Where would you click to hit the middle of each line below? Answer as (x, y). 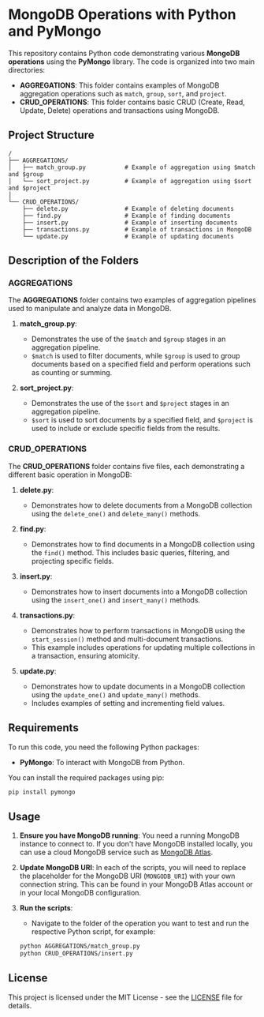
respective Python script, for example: (93, 932)
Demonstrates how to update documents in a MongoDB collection (138, 686)
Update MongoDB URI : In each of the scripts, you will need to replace (133, 868)
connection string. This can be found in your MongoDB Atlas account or (136, 884)
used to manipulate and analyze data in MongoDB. (90, 309)
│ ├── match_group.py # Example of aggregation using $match (132, 167)
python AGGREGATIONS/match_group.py (80, 946)
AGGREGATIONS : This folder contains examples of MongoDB (119, 85)
